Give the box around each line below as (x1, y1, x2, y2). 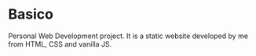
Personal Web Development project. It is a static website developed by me (8, 31, 249, 40)
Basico (8, 5, 53, 23)
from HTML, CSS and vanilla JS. (8, 39, 112, 48)
